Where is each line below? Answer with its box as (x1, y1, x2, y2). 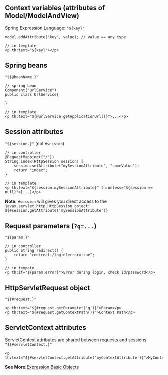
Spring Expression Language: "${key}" (5, 25, 85, 31)
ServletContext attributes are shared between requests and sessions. (5, 337, 148, 343)
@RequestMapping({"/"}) (5, 155, 55, 160)
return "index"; (14, 168, 48, 173)
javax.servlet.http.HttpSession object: (5, 204, 91, 209)
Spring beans (5, 61, 48, 70)
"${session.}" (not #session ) (5, 141, 65, 147)
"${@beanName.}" (5, 74, 39, 79)
